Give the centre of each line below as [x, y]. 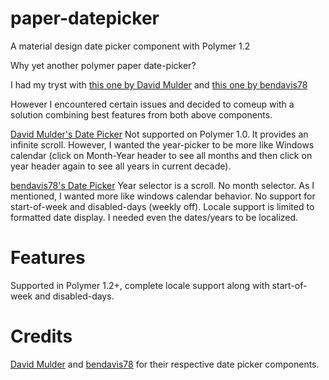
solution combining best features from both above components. [141, 114]
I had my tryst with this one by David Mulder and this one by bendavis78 [159, 84]
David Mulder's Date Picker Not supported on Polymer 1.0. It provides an [159, 134]
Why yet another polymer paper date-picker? [103, 65]
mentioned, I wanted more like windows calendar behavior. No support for [163, 196]
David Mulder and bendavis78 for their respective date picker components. [165, 364]
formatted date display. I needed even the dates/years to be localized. [154, 217]
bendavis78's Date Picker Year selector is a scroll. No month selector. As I [162, 185]
